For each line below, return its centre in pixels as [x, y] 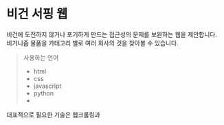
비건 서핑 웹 [37, 14]
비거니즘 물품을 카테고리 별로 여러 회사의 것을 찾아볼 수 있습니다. [93, 43]
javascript [47, 86]
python [44, 93]
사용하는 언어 [41, 57]
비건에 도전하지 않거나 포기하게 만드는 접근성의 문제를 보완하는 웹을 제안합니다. [112, 34]
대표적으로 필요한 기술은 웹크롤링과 [53, 115]
